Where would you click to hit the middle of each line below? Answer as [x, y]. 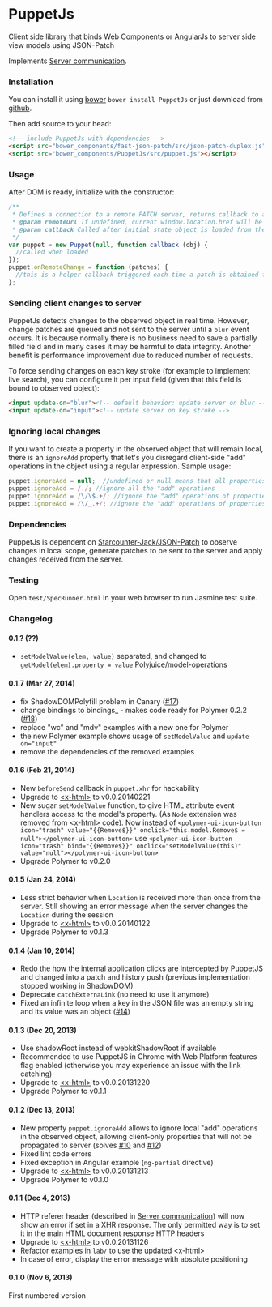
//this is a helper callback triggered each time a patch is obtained [137, 275]
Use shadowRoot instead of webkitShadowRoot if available [118, 1048]
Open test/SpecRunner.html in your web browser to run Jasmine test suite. [133, 598]
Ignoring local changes [55, 431]
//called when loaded [52, 252]
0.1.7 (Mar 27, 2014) [42, 683]
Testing [23, 580]
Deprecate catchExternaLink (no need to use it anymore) [115, 994]
